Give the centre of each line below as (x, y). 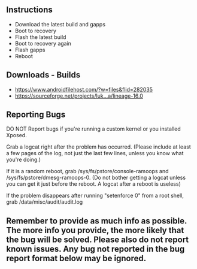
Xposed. (16, 135)
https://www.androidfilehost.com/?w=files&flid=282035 (84, 89)
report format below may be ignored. (76, 258)
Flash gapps (30, 50)
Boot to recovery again (43, 43)
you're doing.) (23, 160)
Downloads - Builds (43, 75)
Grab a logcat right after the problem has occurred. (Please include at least (99, 147)
